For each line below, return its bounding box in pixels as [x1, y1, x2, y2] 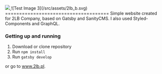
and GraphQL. [32, 21, 60, 26]
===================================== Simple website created [5, 11, 157, 16]
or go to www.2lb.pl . [5, 63, 46, 69]
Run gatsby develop [12, 54, 52, 60]
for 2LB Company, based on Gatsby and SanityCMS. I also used [5, 15, 132, 21]
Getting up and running [5, 32, 61, 39]
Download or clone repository [12, 44, 72, 50]
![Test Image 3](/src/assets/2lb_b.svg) [11, 5, 88, 11]
